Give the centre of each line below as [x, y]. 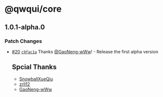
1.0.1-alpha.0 [25, 27]
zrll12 [24, 84]
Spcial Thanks [34, 67]
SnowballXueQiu [36, 79]
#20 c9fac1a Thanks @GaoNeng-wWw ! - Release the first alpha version [85, 51]
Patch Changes [23, 41]
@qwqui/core [33, 9]
